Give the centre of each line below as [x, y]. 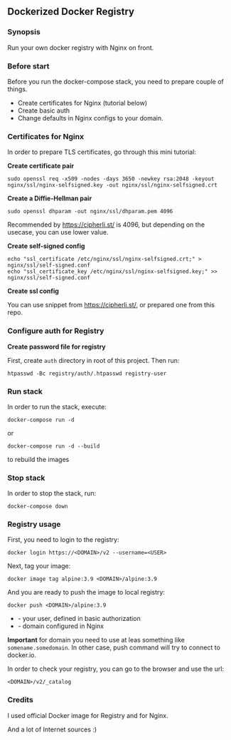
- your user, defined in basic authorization [79, 619]
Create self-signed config [46, 246]
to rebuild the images [38, 459]
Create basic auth [44, 111]
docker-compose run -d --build [54, 446]
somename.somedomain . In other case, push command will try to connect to [114, 647]
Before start [28, 66]
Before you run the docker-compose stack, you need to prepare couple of [116, 81]
